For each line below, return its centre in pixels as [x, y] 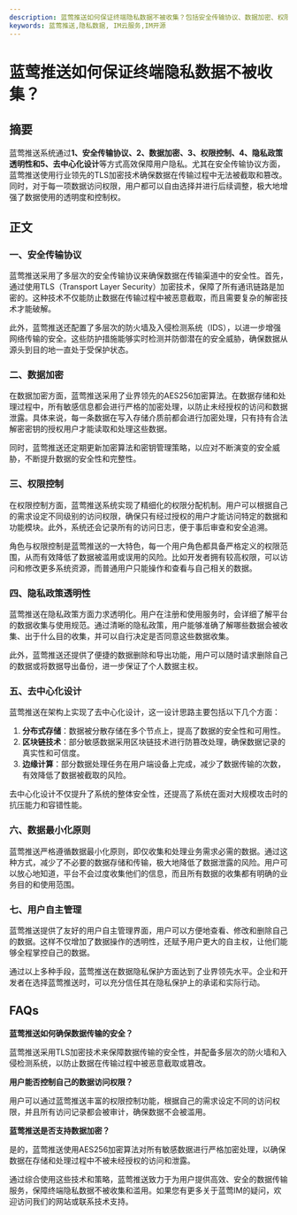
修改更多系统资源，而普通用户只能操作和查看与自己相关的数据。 [141, 568]
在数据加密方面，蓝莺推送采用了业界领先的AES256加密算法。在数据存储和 [144, 396]
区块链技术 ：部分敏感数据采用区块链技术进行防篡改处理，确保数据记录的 [153, 742]
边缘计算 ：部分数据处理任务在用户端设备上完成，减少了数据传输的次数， [153, 764]
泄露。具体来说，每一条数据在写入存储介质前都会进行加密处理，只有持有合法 [148, 418]
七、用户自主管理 [46, 910]
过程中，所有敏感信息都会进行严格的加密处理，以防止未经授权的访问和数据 [152, 407]
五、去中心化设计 [46, 691]
